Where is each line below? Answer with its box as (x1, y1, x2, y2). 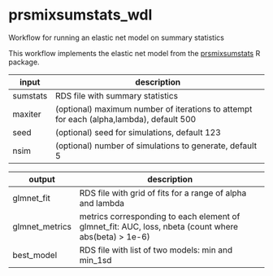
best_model (12, 249, 58, 261)
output (28, 173, 55, 185)
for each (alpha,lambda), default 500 (55, 113, 197, 125)
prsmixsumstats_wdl (8, 6, 153, 24)
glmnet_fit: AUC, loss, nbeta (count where (79, 221, 238, 232)
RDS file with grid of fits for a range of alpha (79, 187, 247, 199)
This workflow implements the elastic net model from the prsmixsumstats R (8, 48, 261, 58)
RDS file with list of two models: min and (79, 244, 233, 256)
